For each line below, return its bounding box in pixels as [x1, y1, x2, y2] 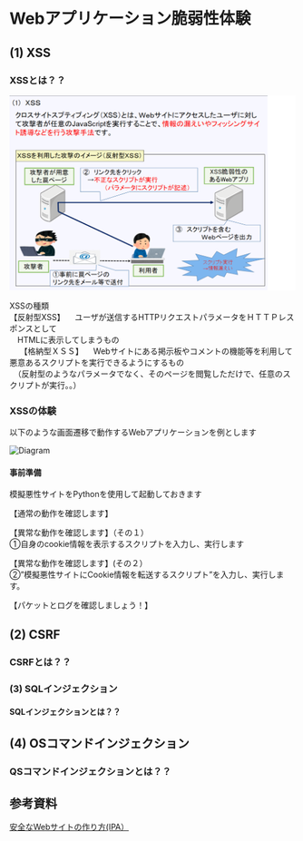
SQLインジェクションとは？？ [9, 707, 121, 718]
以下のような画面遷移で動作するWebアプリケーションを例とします [9, 427, 257, 438]
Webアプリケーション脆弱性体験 [9, 8, 251, 29]
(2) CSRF [9, 627, 61, 642]
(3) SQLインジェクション [9, 682, 118, 695]
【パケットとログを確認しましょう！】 [9, 600, 152, 611]
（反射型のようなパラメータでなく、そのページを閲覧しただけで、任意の [16, 368, 283, 379]
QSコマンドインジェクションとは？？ [9, 765, 172, 777]
